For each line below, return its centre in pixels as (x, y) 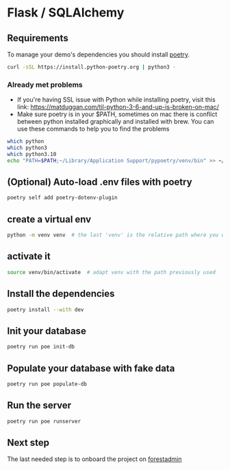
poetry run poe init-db (41, 347)
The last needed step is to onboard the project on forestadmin (94, 459)
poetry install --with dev (46, 310)
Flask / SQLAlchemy (66, 13)
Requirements (38, 38)
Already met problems (45, 85)
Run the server (39, 406)
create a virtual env (49, 219)
